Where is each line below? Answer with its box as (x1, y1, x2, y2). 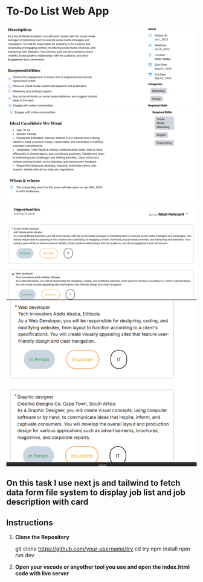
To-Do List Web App (6, 4, 109, 18)
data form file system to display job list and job (6, 488, 185, 498)
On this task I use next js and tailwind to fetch (6, 478, 181, 488)
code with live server (14, 570, 69, 577)
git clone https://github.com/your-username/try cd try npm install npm (14, 545, 190, 552)
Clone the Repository (14, 534, 69, 540)
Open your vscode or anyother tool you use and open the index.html (14, 563, 190, 571)
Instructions (6, 517, 53, 528)
